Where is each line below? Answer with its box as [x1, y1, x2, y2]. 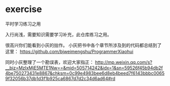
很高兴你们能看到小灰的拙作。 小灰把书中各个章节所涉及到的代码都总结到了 [5, 42, 162, 48]
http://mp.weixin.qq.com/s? [95, 59, 153, 65]
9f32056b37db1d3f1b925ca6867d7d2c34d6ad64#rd [5, 75, 115, 81]
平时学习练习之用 [5, 21, 41, 27]
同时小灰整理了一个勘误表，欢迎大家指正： [5, 59, 94, 65]
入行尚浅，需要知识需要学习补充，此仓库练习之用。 [5, 31, 112, 37]
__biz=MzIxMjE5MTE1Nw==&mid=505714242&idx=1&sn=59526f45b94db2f [5, 64, 163, 71]
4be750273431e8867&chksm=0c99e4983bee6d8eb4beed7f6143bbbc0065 [5, 70, 165, 76]
